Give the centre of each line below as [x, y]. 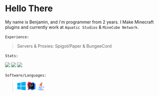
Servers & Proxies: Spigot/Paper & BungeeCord [64, 46]
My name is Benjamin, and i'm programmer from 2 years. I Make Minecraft [79, 22]
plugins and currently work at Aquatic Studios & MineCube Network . [72, 27]
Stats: [12, 56]
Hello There [29, 9]
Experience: [17, 37]
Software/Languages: [26, 75]
